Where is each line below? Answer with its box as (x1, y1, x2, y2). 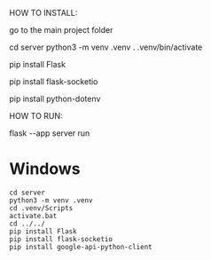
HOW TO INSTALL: (9, 8, 78, 18)
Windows (9, 159, 81, 179)
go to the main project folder (9, 25, 113, 35)
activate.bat (9, 211, 58, 220)
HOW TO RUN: (9, 111, 64, 121)
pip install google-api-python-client (9, 242, 152, 251)
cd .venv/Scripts (9, 203, 74, 212)
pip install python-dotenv (9, 93, 101, 104)
